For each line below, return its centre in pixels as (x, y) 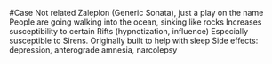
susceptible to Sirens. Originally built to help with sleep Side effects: (134, 40)
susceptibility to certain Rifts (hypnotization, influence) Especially (129, 31)
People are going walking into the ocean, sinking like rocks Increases (136, 22)
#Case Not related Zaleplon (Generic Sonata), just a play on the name (136, 13)
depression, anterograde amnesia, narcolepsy (93, 50)
